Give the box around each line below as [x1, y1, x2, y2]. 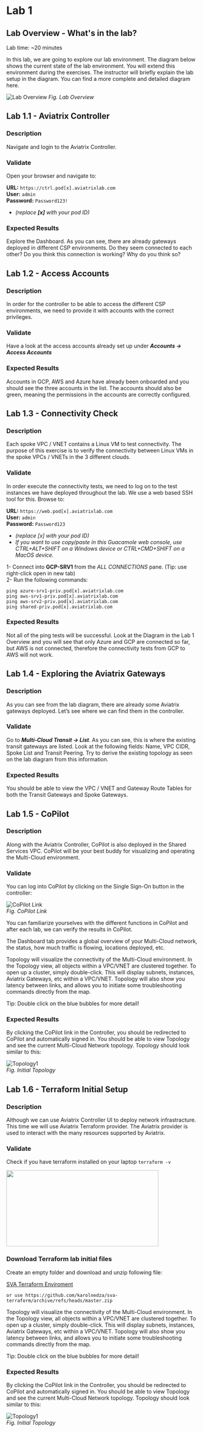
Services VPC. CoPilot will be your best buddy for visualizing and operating [6, 847, 195, 854]
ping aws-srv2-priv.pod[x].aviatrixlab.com [6, 598, 119, 604]
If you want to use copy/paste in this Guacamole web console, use [15, 538, 182, 545]
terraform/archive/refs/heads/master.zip [6, 1298, 113, 1304]
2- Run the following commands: [6, 576, 88, 583]
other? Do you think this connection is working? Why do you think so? [6, 251, 181, 258]
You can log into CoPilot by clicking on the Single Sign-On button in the [6, 883, 184, 890]
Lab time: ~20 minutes [6, 44, 63, 51]
